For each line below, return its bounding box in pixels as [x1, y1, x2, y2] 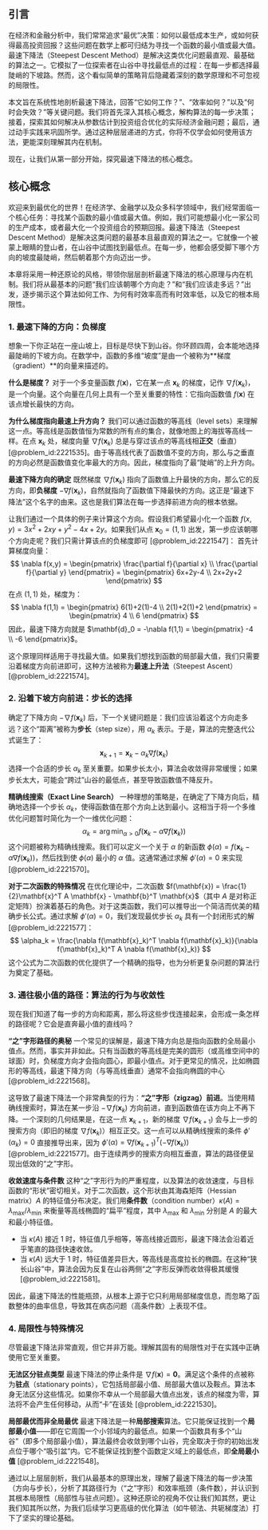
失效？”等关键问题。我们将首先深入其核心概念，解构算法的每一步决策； [22, 107, 257, 117]
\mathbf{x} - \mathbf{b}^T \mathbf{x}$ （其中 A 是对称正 [70, 891, 258, 901]
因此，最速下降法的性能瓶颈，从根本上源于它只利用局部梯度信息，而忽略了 [8, 1290, 253, 1300]
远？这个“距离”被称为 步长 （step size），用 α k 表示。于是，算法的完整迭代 [8, 723, 248, 735]
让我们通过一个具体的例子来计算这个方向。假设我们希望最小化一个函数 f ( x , [8, 514, 252, 524]
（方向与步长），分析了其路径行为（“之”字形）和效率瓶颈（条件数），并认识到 [8, 1484, 259, 1493]
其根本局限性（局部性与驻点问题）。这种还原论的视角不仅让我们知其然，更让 [8, 1493, 257, 1503]
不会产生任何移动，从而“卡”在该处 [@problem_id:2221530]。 [22, 1400, 222, 1409]
